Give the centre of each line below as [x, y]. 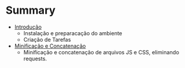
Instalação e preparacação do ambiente [73, 33]
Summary [30, 10]
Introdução [28, 27]
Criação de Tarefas [47, 39]
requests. [35, 58]
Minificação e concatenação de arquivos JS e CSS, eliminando [101, 52]
